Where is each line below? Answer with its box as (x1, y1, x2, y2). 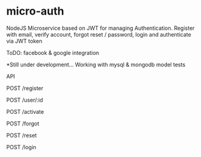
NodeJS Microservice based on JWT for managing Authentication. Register (6, 24, 195, 32)
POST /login (6, 143, 36, 150)
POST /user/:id (6, 96, 44, 103)
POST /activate (6, 108, 44, 115)
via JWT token (6, 37, 43, 44)
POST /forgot (6, 120, 39, 127)
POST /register (6, 84, 44, 92)
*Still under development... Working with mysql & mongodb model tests (6, 61, 186, 68)
